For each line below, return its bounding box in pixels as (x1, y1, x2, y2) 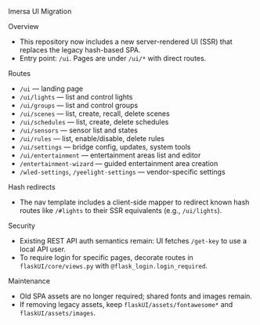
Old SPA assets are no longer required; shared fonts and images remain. (19, 291, 253, 301)
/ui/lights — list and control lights (19, 92, 133, 101)
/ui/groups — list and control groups (19, 101, 139, 110)
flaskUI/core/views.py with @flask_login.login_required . (19, 262, 208, 270)
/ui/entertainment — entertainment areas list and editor (19, 150, 201, 160)
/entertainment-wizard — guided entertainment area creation (19, 159, 218, 168)
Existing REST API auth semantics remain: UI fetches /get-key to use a (19, 237, 247, 245)
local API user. (19, 244, 67, 254)
